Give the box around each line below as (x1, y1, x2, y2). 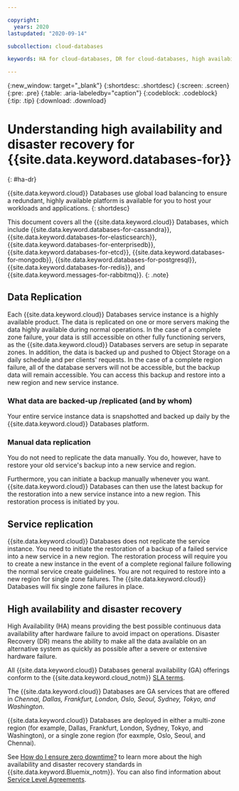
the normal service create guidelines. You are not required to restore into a (7, 567, 226, 576)
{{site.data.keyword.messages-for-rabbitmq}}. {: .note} (7, 271, 169, 280)
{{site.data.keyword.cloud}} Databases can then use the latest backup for (7, 482, 223, 491)
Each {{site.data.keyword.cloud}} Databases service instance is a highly (7, 310, 219, 319)
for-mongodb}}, (7, 255, 54, 264)
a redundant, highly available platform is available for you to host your (7, 196, 212, 205)
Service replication (7, 518, 94, 530)
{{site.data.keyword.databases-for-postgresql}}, (55, 255, 197, 264)
